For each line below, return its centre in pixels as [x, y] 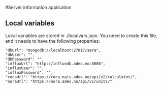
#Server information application [38, 7]
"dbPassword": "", [25, 59]
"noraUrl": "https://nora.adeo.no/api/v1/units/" [59, 81]
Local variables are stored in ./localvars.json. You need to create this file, [81, 36]
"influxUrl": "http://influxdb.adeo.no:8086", [55, 64]
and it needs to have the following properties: [53, 41]
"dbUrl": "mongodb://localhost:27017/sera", [53, 50]
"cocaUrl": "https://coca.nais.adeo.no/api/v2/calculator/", [71, 77]
